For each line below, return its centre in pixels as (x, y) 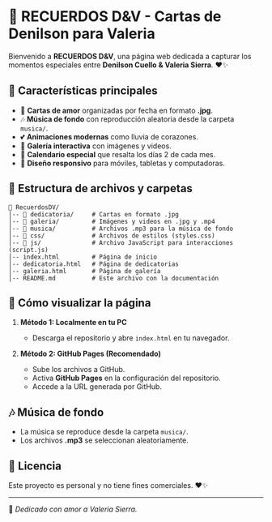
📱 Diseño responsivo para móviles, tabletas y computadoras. (122, 163)
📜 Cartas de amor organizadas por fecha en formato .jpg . (116, 110)
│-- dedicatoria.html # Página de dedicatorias (94, 264)
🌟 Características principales (83, 91)
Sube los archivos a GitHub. (79, 370)
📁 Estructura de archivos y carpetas (100, 188)
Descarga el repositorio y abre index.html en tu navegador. (131, 338)
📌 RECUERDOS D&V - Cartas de (115, 17)
